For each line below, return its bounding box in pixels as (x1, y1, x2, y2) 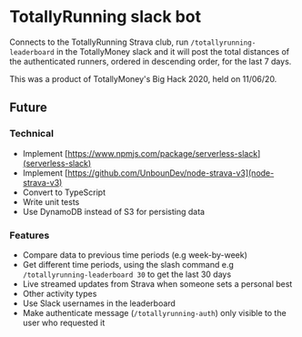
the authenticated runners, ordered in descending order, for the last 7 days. (9, 56, 292, 66)
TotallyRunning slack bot (9, 6, 202, 27)
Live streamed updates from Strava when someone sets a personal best (22, 278, 293, 289)
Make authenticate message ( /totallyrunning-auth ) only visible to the (22, 307, 287, 318)
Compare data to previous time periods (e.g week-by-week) (22, 249, 248, 260)
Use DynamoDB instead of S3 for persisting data (22, 206, 206, 217)
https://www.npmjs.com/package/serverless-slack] (67, 148, 261, 158)
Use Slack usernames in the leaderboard (22, 298, 176, 309)
